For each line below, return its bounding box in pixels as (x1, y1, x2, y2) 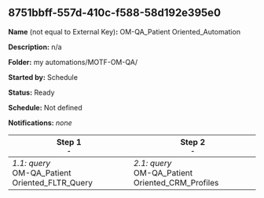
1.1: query (12, 157, 51, 168)
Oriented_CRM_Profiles (133, 177, 219, 188)
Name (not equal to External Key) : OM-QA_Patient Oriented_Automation (8, 27, 241, 36)
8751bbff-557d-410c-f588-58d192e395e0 (8, 6, 222, 20)
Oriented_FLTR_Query (12, 177, 93, 188)
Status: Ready (8, 88, 55, 97)
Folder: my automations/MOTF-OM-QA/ (8, 57, 138, 67)
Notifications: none (8, 117, 72, 128)
